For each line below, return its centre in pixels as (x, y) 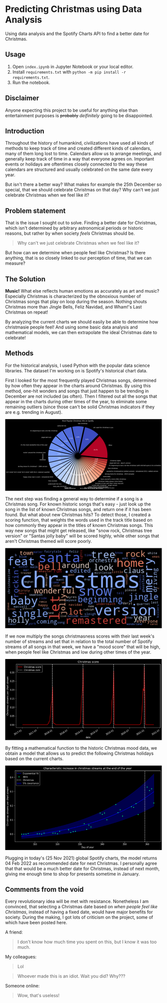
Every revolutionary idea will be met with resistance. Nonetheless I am (77, 901)
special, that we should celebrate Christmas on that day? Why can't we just (82, 190)
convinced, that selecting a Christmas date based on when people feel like (82, 907)
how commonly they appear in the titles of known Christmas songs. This (79, 525)
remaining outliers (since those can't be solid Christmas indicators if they (80, 407)
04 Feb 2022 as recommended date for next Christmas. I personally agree (81, 863)
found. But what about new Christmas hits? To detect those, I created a (78, 515)
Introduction (25, 131)
